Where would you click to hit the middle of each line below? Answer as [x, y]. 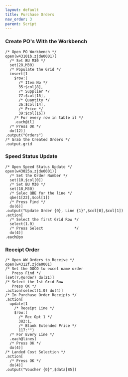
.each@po [14, 237]
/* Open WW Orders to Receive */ [40, 260]
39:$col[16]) [32, 113]
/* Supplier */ [34, 91]
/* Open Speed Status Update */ [39, 167]
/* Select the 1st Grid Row [34, 282]
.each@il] [24, 122]
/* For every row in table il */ [49, 118]
